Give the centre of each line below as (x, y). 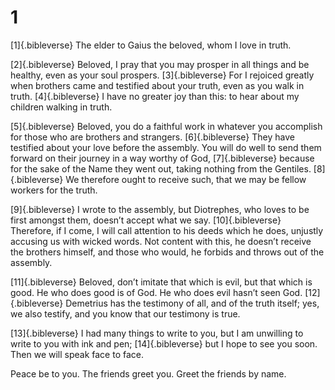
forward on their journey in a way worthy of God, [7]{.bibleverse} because (162, 158)
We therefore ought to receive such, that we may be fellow (186, 179)
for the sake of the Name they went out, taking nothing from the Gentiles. (161, 168)
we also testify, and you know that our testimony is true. (125, 313)
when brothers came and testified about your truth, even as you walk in (157, 85)
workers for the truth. (54, 190)
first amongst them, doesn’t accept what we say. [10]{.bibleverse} (146, 220)
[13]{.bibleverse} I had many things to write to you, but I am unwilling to (157, 333)
